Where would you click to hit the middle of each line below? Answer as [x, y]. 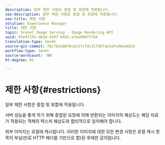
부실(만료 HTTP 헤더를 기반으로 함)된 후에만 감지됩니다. [67, 138]
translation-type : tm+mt [31, 42]
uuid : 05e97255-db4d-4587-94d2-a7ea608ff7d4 [51, 37]
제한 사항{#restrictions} [53, 90]
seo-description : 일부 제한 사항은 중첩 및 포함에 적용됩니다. [62, 14]
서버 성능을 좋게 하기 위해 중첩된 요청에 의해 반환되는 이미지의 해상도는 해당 [77, 115]
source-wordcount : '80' [30, 55]
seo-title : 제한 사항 [25, 19]
